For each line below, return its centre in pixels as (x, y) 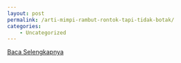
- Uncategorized (43, 33)
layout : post (26, 13)
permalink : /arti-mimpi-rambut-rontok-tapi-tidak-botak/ (91, 20)
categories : (24, 26)
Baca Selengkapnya (36, 52)
